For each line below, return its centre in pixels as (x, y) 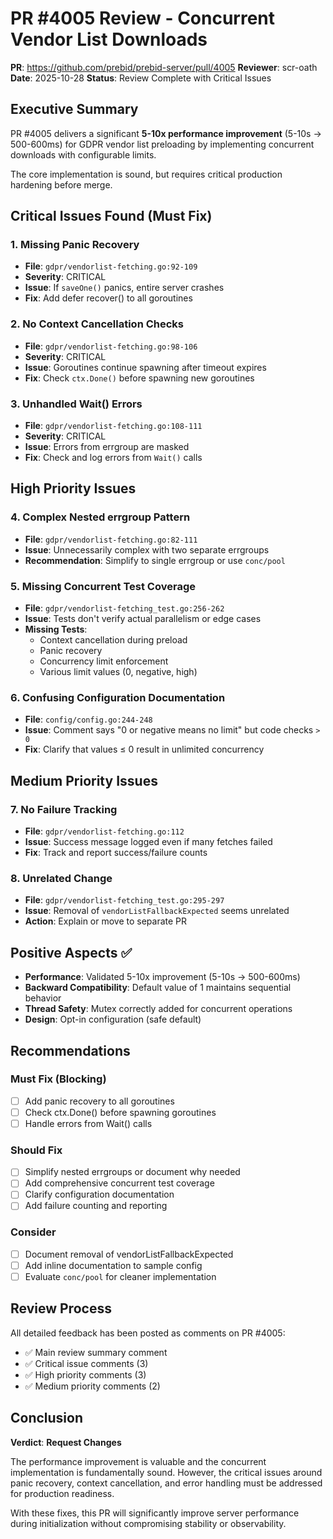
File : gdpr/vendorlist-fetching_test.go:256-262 (124, 608)
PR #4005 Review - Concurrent (143, 18)
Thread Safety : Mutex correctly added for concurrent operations (158, 1009)
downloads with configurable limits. (83, 154)
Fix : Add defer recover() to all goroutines (108, 298)
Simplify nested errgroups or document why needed (132, 1172)
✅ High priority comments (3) (85, 1374)
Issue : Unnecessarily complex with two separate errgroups (147, 549)
